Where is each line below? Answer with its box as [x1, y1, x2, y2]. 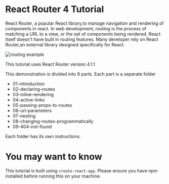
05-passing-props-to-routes [12, 102, 72, 108]
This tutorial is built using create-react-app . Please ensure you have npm [5, 167, 158, 173]
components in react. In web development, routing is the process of [5, 25, 147, 31]
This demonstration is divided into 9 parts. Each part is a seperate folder [5, 71, 156, 77]
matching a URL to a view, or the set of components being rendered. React [5, 31, 161, 37]
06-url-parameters [12, 107, 52, 113]
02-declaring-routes [12, 86, 56, 92]
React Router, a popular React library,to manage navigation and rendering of [5, 20, 164, 26]
